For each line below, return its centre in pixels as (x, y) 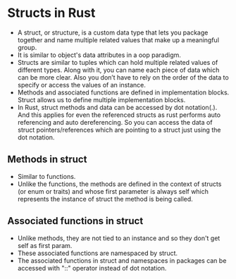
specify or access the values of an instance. (82, 85)
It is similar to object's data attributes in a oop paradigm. (99, 55)
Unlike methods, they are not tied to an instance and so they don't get (119, 238)
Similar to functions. (46, 176)
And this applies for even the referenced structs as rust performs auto (119, 115)
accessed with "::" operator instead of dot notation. (92, 268)
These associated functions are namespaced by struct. (98, 253)
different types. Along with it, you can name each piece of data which (118, 70)
